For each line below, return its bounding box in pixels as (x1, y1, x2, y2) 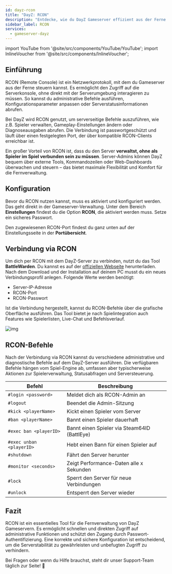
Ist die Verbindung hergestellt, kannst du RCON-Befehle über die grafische (5, 305, 163, 311)
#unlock (8, 490, 27, 496)
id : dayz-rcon (5, 7, 36, 13)
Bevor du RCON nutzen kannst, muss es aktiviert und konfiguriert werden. (5, 198, 162, 204)
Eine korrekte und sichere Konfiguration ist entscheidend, (44, 537, 165, 543)
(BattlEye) (66, 431, 91, 438)
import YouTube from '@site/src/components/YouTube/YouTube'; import (5, 46, 158, 51)
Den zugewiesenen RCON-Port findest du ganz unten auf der (5, 224, 135, 230)
